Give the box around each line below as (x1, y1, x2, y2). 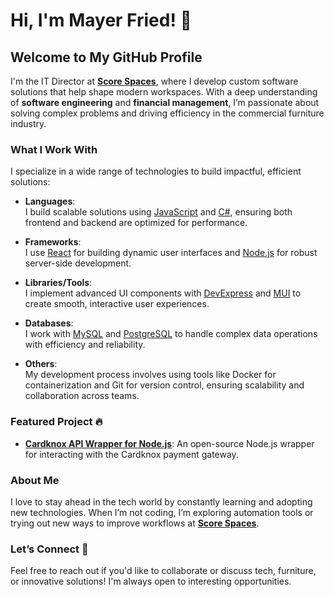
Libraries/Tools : (24, 277, 93, 289)
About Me (10, 473, 60, 487)
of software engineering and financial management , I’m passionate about (10, 97, 320, 108)
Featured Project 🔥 (10, 415, 103, 429)
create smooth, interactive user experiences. (24, 298, 210, 310)
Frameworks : (24, 236, 82, 248)
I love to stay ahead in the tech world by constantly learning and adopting (10, 495, 313, 508)
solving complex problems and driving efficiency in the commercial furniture (10, 107, 325, 119)
